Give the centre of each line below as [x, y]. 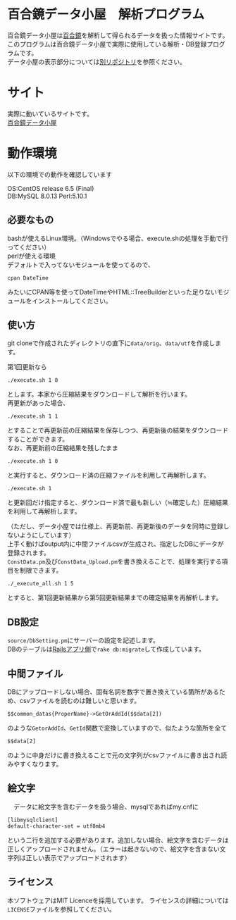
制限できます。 [41, 571]
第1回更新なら [27, 367]
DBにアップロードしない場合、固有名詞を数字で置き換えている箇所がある [113, 692]
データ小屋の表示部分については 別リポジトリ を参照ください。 [97, 61]
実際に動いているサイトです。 [50, 113]
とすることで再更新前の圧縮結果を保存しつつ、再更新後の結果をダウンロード [118, 430]
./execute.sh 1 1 [33, 416]
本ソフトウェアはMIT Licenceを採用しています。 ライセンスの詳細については [118, 900]
